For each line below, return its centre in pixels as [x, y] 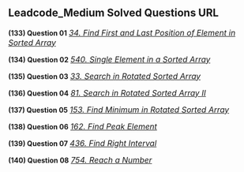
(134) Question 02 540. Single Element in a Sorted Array [109, 59]
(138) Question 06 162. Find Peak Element [83, 126]
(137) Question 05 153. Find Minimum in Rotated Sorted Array [119, 110]
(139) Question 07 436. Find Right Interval [83, 143]
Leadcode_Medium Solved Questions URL [114, 13]
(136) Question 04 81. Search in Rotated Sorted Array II [107, 92]
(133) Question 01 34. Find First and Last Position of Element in [122, 32]
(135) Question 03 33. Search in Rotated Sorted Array [105, 76]
